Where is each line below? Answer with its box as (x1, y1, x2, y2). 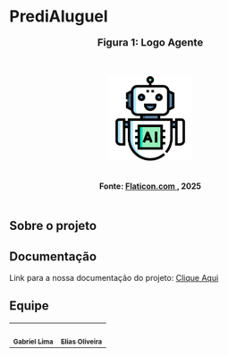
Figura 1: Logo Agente (97, 36, 204, 48)
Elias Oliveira (61, 337, 103, 346)
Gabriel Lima (13, 337, 54, 346)
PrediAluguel (9, 6, 109, 27)
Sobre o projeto (9, 218, 97, 234)
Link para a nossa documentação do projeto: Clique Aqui (9, 272, 219, 283)
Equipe (9, 298, 49, 314)
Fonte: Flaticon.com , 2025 (99, 181, 201, 191)
